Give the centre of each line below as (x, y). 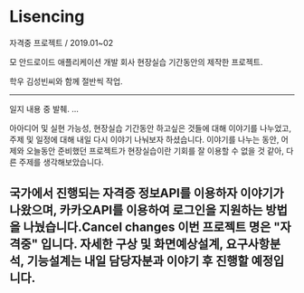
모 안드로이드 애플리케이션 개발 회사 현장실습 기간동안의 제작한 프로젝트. (136, 61)
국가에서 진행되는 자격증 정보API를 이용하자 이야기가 (147, 193)
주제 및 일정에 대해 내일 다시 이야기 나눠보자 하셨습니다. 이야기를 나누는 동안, (144, 139)
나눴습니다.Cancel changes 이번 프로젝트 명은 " (152, 227)
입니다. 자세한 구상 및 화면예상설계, (132, 245)
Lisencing (47, 17)
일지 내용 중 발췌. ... (44, 109)
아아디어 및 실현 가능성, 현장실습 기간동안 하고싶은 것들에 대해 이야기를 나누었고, (151, 128)
